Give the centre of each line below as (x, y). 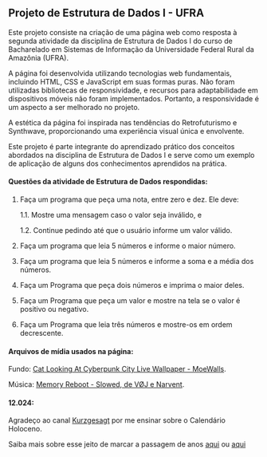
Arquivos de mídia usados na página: (71, 351)
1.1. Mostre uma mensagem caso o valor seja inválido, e (110, 215)
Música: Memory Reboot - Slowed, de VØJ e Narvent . (96, 384)
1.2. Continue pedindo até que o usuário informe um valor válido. (126, 230)
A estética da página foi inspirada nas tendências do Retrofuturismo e (123, 122)
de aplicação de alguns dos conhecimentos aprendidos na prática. (118, 163)
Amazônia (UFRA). (39, 57)
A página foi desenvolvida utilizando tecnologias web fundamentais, (120, 73)
